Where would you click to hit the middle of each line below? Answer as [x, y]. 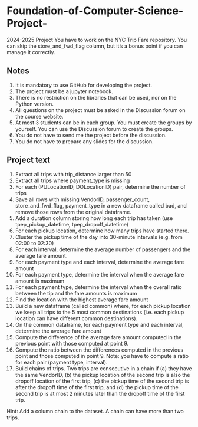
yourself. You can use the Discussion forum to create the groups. [94, 129]
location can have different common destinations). [76, 318]
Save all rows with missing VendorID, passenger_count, [82, 199]
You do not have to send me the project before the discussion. [91, 135]
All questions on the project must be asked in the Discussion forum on [100, 110]
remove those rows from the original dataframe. [73, 212]
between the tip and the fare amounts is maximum [76, 293]
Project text [29, 160]
